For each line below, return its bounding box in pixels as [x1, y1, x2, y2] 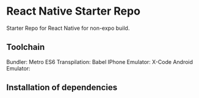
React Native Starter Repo [6, 4, 140, 18]
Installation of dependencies [6, 82, 118, 93]
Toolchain [6, 42, 45, 52]
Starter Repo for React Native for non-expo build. [6, 24, 130, 32]
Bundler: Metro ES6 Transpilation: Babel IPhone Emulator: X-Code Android [6, 58, 194, 65]
